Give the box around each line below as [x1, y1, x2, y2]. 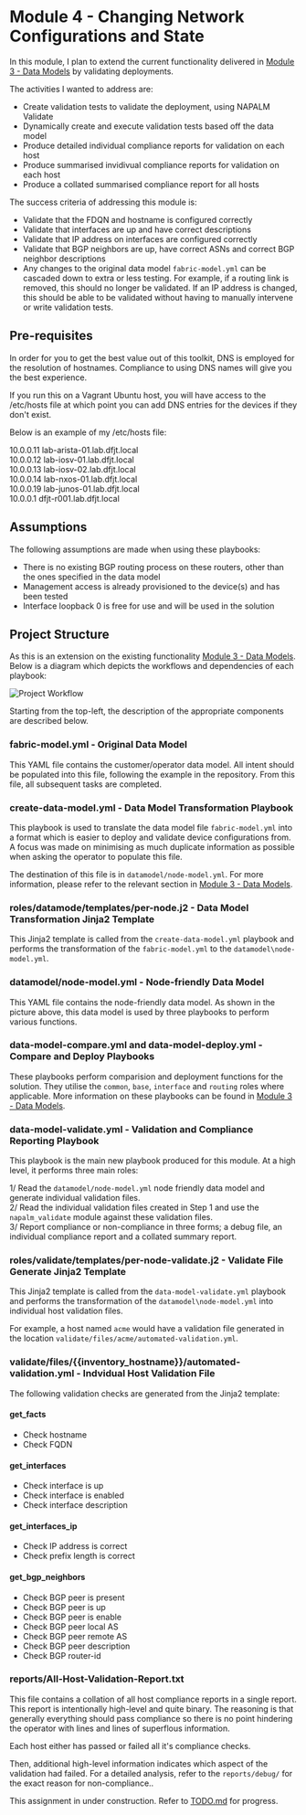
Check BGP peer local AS [22, 1620, 119, 1632]
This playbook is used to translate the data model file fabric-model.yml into [9, 822, 293, 833]
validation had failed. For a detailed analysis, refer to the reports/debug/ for [9, 1767, 293, 1778]
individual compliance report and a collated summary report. [9, 1231, 237, 1242]
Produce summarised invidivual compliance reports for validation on [22, 159, 280, 170]
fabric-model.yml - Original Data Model [9, 738, 188, 751]
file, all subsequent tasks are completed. [9, 779, 163, 790]
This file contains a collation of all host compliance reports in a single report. [9, 1693, 297, 1704]
